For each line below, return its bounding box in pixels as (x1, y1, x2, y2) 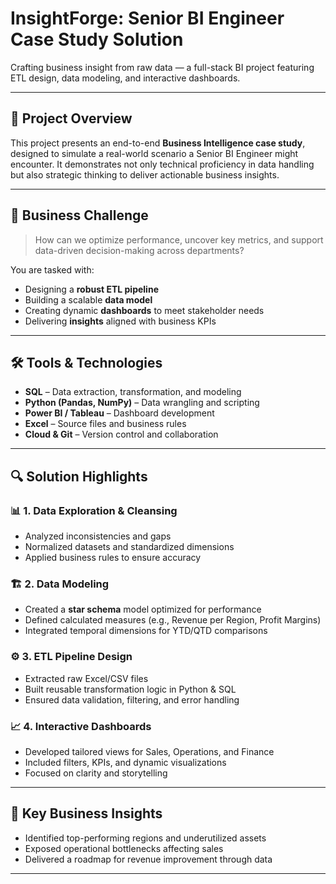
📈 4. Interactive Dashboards (10, 719, 152, 733)
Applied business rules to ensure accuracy (24, 552, 202, 564)
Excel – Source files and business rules (24, 418, 187, 430)
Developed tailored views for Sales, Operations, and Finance (24, 745, 275, 757)
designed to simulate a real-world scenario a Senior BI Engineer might (10, 147, 299, 159)
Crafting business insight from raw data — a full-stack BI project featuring (10, 61, 315, 73)
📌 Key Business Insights (10, 805, 163, 822)
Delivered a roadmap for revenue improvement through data (24, 853, 273, 865)
